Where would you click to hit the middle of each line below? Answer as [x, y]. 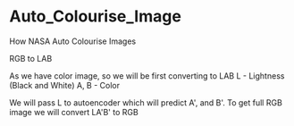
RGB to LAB [31, 58]
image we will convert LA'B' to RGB [74, 112]
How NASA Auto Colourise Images [73, 41]
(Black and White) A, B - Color [65, 85]
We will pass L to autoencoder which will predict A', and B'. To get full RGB [146, 102]
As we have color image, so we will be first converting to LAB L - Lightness [147, 76]
